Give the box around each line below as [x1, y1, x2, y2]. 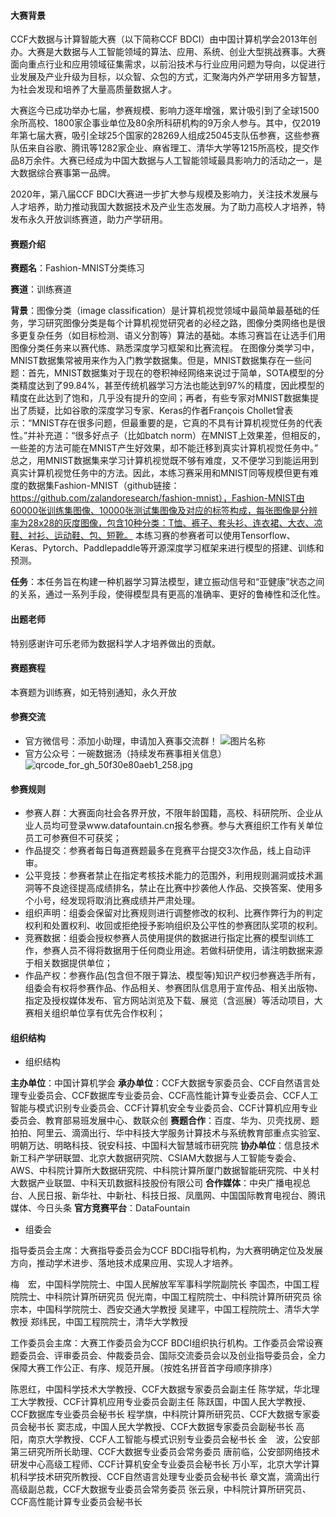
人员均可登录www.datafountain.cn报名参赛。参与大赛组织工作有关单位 [33, 820, 324, 832]
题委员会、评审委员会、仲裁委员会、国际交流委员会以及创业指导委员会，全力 [10, 1350, 326, 1362]
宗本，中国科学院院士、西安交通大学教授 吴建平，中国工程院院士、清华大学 [10, 1303, 320, 1315]
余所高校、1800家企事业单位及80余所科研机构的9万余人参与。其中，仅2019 [10, 117, 321, 129]
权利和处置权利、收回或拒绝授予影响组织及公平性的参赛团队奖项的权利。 [24, 920, 323, 932]
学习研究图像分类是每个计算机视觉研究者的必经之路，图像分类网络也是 [27, 317, 317, 329]
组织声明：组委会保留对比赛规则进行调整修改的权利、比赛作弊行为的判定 [24, 907, 323, 919]
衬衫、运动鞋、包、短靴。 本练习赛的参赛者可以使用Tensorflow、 [27, 530, 296, 542]
